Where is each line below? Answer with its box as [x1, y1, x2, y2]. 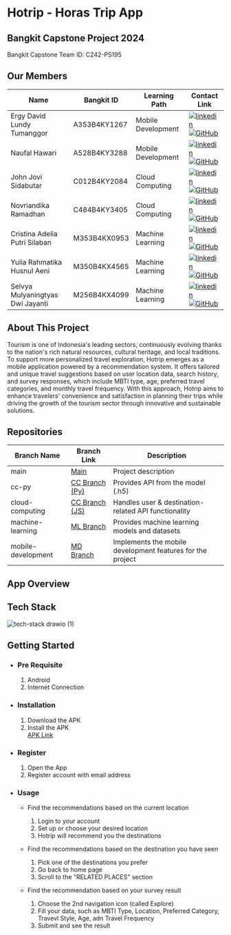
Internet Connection [27, 683, 85, 691]
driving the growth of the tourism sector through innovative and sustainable [7, 399, 221, 407]
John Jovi [10, 172, 43, 182]
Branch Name [14, 451, 60, 461]
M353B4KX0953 [73, 233, 129, 242]
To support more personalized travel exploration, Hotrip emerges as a [7, 355, 204, 363]
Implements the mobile [113, 537, 187, 547]
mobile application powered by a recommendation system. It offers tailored [7, 362, 220, 370]
